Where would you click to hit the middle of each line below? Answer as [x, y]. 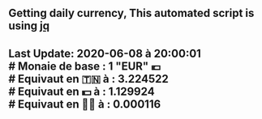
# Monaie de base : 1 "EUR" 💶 [85, 66]
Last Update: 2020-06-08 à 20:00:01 [105, 53]
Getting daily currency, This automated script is [131, 13]
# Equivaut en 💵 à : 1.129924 [82, 91]
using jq [29, 26]
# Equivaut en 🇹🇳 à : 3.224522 [88, 79]
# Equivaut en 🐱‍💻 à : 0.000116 [85, 104]
